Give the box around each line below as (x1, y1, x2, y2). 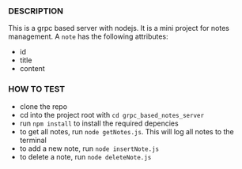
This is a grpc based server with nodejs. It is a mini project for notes (8, 24, 229, 33)
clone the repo (19, 101, 68, 111)
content (19, 64, 45, 73)
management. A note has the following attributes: (8, 32, 168, 41)
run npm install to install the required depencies (19, 118, 180, 128)
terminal (19, 135, 47, 145)
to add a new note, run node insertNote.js (19, 144, 160, 153)
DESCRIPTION (8, 6, 64, 17)
